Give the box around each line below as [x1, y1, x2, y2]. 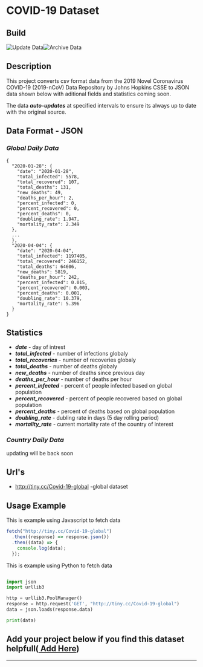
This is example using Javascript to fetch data [6, 516, 121, 524]
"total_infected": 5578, [17, 174, 80, 180]
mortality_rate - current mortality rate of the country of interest [14, 421, 174, 428]
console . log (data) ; [17, 545, 66, 551]
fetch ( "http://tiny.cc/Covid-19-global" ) [6, 529, 112, 535]
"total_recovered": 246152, [17, 258, 88, 264]
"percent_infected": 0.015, [17, 279, 88, 285]
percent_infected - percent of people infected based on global [14, 382, 173, 389]
